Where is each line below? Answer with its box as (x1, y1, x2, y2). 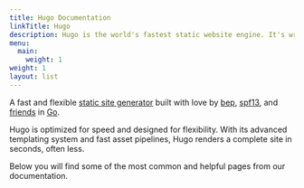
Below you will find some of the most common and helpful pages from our (9, 160, 286, 172)
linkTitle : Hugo (9, 22, 71, 31)
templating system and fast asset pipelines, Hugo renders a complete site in (9, 133, 292, 145)
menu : (9, 38, 30, 48)
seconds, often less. (9, 143, 85, 154)
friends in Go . (9, 106, 61, 117)
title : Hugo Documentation (9, 13, 111, 23)
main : (17, 47, 39, 56)
